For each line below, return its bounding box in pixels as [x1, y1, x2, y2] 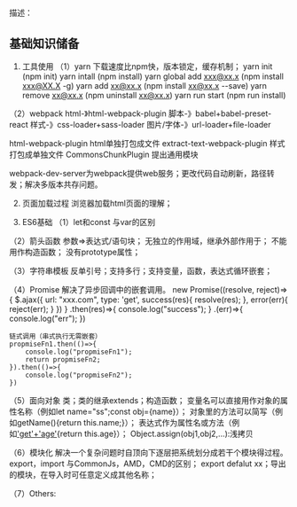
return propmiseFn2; [25, 355, 101, 364]
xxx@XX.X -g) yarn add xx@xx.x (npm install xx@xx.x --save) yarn [21, 81, 268, 90]
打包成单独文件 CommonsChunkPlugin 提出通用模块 [9, 149, 199, 160]
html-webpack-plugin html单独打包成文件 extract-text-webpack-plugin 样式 [9, 138, 285, 148]
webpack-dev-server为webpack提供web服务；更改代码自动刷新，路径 [9, 168, 268, 178]
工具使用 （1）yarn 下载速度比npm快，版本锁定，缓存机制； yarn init [21, 61, 273, 72]
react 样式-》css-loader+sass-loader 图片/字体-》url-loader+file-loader [9, 120, 271, 129]
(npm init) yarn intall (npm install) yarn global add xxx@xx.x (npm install [21, 71, 284, 82]
